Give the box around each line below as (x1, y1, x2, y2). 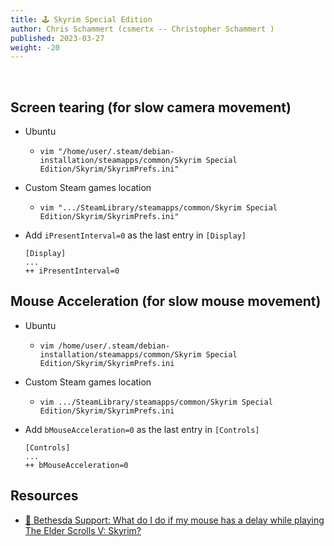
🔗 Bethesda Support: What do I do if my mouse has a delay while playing (24, 514, 325, 526)
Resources (10, 487, 79, 505)
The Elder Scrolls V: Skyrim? (24, 524, 142, 536)
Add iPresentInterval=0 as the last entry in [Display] (24, 229, 247, 241)
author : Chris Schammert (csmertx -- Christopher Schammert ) (10, 24, 275, 34)
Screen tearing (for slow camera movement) (10, 99, 292, 116)
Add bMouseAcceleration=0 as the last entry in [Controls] (24, 423, 260, 435)
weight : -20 (10, 42, 60, 53)
